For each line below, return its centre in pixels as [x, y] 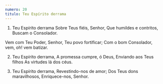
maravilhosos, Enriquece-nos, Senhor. [50, 76]
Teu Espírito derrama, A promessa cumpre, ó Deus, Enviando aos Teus [83, 56]
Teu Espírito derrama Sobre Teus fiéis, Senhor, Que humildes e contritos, [85, 28]
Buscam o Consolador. [35, 33]
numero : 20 [16, 9]
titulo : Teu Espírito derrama [36, 14]
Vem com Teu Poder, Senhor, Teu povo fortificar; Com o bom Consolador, [79, 42]
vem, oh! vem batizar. [27, 47]
